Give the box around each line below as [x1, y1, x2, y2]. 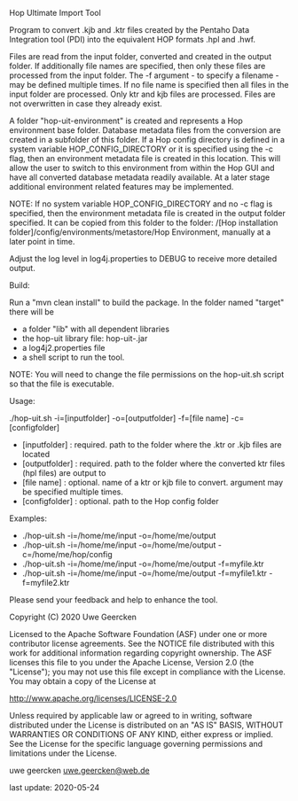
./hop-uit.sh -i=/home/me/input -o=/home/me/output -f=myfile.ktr [21, 558, 264, 569]
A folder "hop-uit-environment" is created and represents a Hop [9, 115, 244, 126]
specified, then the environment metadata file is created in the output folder [9, 208, 286, 218]
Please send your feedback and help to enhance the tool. [9, 595, 218, 605]
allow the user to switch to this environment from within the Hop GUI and [9, 163, 275, 173]
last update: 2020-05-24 [9, 782, 100, 792]
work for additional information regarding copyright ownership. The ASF [9, 648, 272, 658]
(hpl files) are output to [21, 468, 106, 478]
